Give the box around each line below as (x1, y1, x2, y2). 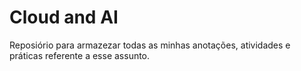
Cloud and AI (9, 6, 119, 29)
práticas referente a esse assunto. (9, 49, 151, 61)
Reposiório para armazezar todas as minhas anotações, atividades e (9, 39, 291, 51)
